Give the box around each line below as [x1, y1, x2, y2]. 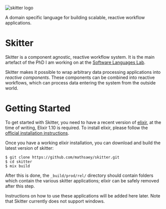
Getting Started [5, 103, 71, 114]
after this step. [5, 183, 35, 189]
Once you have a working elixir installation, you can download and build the [5, 140, 161, 146]
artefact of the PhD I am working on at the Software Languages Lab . [5, 59, 146, 65]
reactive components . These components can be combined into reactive [5, 74, 155, 80]
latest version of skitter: [5, 145, 54, 151]
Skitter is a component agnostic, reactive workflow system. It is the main [5, 54, 155, 60]
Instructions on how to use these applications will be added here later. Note [5, 192, 160, 198]
